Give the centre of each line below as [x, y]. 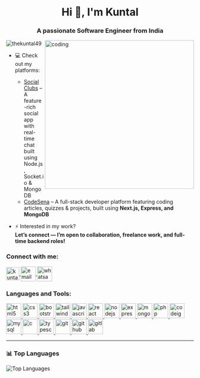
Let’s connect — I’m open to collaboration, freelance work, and [94, 235]
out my [23, 64]
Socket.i [34, 177]
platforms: [27, 70]
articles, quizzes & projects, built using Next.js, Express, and [99, 208]
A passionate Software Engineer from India [100, 31]
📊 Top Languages [33, 353]
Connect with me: [32, 257]
